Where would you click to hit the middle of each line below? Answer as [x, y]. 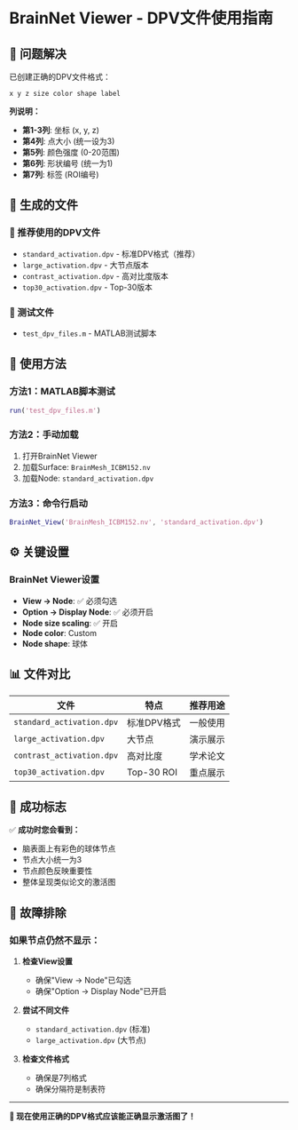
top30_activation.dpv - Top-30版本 [87, 287]
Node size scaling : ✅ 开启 [70, 623]
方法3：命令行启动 [49, 503]
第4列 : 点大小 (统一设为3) [68, 141]
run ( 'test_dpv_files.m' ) [55, 410]
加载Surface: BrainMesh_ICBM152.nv [86, 466]
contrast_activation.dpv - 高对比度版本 [95, 275]
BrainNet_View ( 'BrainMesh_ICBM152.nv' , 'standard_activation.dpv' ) [137, 522]
